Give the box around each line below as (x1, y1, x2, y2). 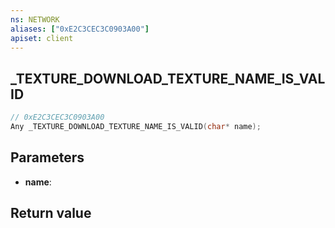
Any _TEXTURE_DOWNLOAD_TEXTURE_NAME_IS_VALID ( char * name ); (10, 122, 262, 132)
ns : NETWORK (10, 14, 60, 25)
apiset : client (10, 33, 74, 43)
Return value (10, 205, 92, 222)
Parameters (10, 149, 85, 166)
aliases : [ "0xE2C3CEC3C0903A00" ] (10, 24, 150, 34)
